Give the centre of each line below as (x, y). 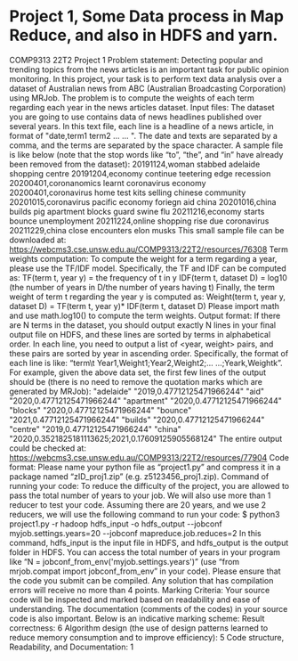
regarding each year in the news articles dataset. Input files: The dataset (142, 107)
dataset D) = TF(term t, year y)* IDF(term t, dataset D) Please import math (145, 306)
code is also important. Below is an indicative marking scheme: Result (137, 618)
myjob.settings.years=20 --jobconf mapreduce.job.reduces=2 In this (135, 533)
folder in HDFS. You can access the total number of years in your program (145, 552)
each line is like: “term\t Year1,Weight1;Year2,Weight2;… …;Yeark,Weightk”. (146, 363)
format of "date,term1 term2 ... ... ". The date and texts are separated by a (144, 135)
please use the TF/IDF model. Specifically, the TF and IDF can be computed (148, 268)
